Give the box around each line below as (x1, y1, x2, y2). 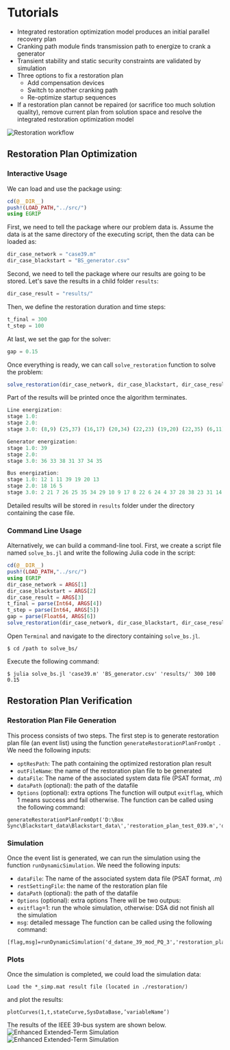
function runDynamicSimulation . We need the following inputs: (7, 860, 181, 869)
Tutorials (7, 5, 59, 21)
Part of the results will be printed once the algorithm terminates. (7, 393, 188, 402)
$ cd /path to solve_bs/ (7, 645, 78, 652)
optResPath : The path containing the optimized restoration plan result (16, 759, 212, 767)
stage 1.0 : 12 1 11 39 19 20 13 (7, 476, 99, 483)
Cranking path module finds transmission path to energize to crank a (16, 42, 211, 50)
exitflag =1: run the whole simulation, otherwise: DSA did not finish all (16, 903, 214, 911)
